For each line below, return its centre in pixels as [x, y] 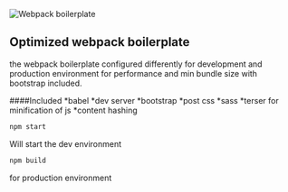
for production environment [61, 178]
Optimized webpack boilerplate [100, 42]
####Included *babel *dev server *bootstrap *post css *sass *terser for [144, 100]
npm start [28, 126]
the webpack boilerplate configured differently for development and [136, 64]
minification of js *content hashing [73, 110]
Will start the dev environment [66, 143]
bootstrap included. [46, 83]
